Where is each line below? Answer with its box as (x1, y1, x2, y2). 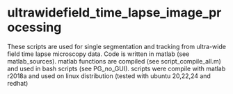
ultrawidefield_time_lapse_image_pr (7, 5, 222, 21)
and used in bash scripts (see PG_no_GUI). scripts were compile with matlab (7, 64, 226, 73)
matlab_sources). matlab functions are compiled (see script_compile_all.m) (7, 57, 221, 65)
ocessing (7, 19, 62, 35)
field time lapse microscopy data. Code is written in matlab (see (7, 50, 190, 58)
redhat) (7, 79, 29, 87)
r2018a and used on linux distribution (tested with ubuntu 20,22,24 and (7, 71, 211, 80)
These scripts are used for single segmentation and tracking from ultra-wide (7, 42, 226, 50)
